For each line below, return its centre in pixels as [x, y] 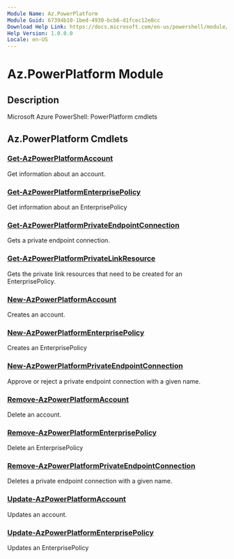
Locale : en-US [28, 40]
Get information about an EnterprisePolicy [67, 208]
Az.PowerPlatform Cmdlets [68, 139]
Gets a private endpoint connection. [58, 240]
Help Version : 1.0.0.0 [40, 33]
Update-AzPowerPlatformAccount [67, 499]
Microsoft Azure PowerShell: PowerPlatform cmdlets [83, 117]
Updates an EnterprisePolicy [48, 548]
